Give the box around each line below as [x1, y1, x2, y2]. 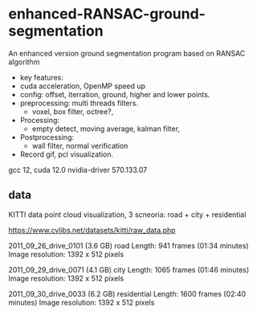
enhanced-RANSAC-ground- [8, 5, 206, 23]
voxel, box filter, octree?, [31, 106, 114, 117]
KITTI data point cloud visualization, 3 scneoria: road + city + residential [8, 210, 247, 219]
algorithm [8, 57, 40, 67]
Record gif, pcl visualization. [19, 149, 114, 159]
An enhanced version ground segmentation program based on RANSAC [8, 48, 246, 58]
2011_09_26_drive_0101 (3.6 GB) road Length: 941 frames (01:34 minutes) [8, 240, 249, 250]
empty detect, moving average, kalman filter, [31, 124, 181, 133]
